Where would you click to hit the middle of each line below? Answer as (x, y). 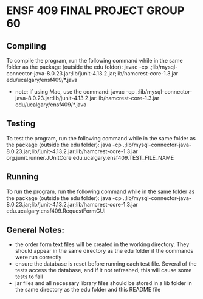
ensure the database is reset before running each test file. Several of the (106, 264)
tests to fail (29, 277)
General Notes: (36, 230)
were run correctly (38, 257)
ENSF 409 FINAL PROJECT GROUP (95, 11)
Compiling (26, 46)
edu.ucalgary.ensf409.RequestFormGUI (56, 211)
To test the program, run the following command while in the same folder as (101, 138)
